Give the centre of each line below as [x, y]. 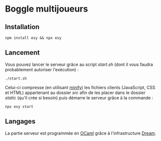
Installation [22, 27]
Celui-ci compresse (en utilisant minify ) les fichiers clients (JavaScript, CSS [80, 87]
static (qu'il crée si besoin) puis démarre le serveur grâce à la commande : [79, 97]
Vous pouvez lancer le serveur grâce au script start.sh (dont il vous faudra [79, 64]
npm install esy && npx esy [33, 38]
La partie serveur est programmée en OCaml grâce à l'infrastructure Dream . [80, 133]
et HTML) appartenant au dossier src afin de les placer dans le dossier [75, 93]
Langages [20, 121]
